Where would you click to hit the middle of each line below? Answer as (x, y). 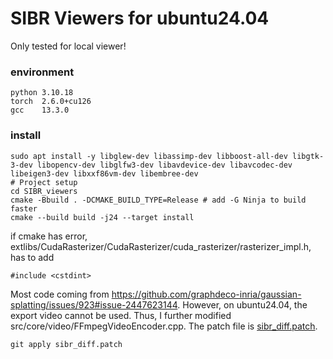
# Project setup (44, 182)
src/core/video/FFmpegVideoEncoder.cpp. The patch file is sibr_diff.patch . (164, 326)
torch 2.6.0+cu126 (51, 102)
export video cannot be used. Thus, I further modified (121, 315)
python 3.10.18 (42, 93)
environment (42, 72)
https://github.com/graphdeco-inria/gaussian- (206, 294)
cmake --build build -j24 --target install (102, 217)
